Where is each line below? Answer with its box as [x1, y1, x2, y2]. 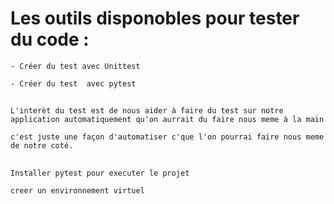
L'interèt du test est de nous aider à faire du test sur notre [10, 106, 284, 116]
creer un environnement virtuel [10, 185, 145, 196]
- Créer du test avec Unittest [10, 61, 141, 71]
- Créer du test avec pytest [10, 78, 137, 89]
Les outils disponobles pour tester [10, 7, 300, 30]
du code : [10, 28, 90, 51]
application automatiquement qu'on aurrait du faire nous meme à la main [10, 115, 325, 125]
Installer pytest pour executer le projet [10, 168, 190, 178]
